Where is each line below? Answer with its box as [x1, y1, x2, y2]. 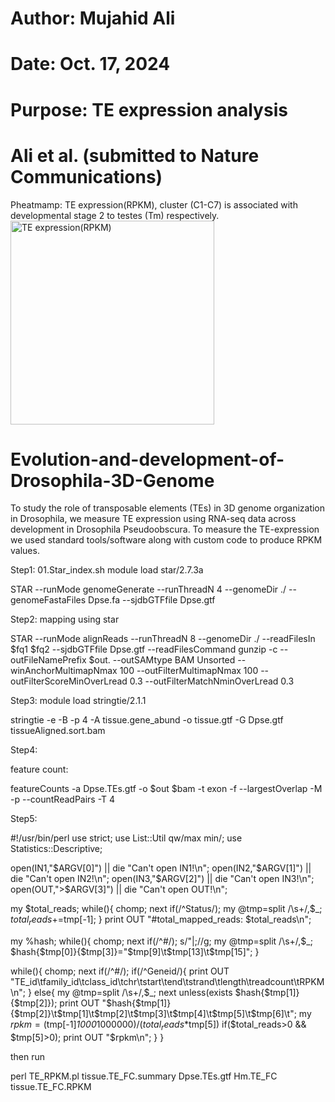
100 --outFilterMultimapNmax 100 [119, 665, 259, 677]
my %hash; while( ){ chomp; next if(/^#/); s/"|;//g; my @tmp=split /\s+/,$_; [10, 935, 313, 947]
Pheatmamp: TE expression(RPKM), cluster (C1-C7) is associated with [10, 198, 298, 211]
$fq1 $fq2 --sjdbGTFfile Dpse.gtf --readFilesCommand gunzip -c [10, 643, 278, 656]
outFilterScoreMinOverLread [10, 675, 128, 687]
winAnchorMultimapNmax [10, 665, 118, 677]
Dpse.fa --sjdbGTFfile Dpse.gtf [88, 594, 216, 606]
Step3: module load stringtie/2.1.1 [10, 695, 147, 707]
